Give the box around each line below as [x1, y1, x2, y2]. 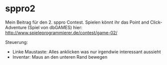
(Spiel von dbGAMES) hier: [27, 24, 83, 30]
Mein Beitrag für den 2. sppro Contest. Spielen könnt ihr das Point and [5, 19, 150, 25]
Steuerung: [5, 39, 28, 45]
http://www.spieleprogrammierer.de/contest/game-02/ [5, 30, 118, 35]
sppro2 [5, 3, 36, 14]
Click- [150, 19, 163, 25]
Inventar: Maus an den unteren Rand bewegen [12, 54, 108, 60]
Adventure [5, 24, 27, 30]
